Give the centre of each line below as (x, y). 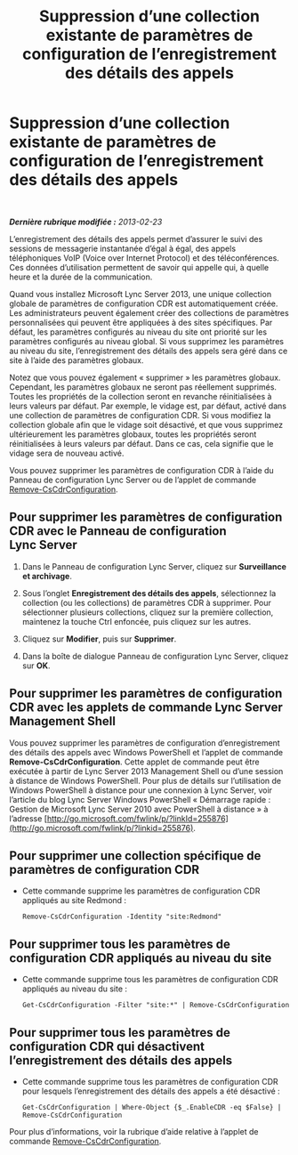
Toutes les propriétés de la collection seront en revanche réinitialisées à (141, 396)
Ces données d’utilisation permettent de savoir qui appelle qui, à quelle (139, 267)
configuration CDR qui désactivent (107, 1046)
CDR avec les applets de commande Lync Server (146, 708)
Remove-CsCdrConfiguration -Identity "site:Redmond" (122, 917)
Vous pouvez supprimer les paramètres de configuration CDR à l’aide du (141, 470)
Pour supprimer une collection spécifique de (135, 856)
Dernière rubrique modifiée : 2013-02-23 (86, 222)
